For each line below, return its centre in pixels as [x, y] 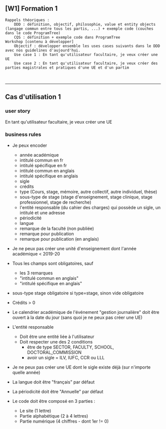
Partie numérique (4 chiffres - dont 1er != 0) [64, 421]
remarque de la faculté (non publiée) [57, 228]
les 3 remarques [36, 273]
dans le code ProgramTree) [33, 33]
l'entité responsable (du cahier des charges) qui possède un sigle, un [90, 207]
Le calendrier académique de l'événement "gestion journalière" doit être [86, 312]
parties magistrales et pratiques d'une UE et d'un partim [67, 67]
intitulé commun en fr [41, 160]
